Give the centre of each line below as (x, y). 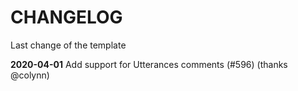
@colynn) (30, 75)
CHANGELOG (66, 17)
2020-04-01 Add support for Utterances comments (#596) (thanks (149, 64)
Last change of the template (68, 45)
